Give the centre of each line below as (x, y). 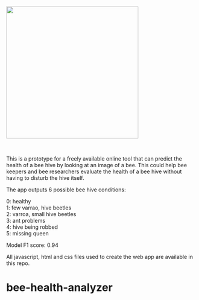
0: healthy (19, 201)
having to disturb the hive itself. (45, 178)
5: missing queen (28, 233)
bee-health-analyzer (59, 288)
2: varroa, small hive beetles (41, 214)
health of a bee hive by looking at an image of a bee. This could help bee (97, 165)
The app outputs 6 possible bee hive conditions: (66, 190)
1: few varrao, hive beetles (39, 208)
